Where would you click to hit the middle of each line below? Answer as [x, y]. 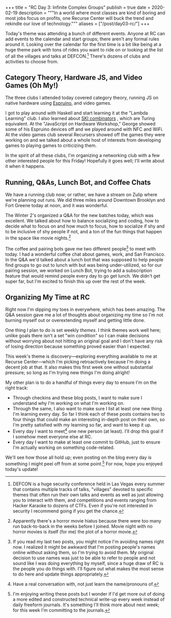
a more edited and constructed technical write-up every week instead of [89, 599]
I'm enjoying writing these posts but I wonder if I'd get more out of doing [89, 594]
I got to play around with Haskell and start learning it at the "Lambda [77, 113]
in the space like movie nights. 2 [38, 238]
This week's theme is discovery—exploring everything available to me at [81, 356]
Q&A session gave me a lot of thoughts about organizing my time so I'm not [84, 315]
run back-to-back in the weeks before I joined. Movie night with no [82, 526]
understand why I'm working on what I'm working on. [68, 403]
